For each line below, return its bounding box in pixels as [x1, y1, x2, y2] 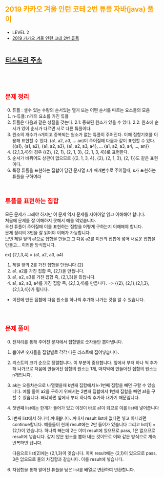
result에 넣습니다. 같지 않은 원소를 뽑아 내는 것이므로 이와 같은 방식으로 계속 [12, 433, 156, 439]
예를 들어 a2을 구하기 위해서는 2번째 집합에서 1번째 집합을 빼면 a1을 [22, 388, 150, 394]
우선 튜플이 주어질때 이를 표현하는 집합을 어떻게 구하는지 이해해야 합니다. [5, 224, 143, 229]
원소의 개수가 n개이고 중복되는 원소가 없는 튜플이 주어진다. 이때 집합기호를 [12, 131, 153, 137]
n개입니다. [12, 372, 32, 378]
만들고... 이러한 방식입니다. [5, 242, 56, 248]
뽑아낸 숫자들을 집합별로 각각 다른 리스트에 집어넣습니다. [12, 349, 120, 355]
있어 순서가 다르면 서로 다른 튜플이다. [21, 125, 92, 131]
